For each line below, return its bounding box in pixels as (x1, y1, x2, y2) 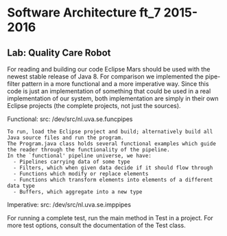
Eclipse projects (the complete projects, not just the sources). (7, 102, 181, 109)
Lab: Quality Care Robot (7, 47, 111, 58)
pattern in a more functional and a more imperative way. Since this (21, 80, 209, 87)
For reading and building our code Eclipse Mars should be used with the (7, 65, 211, 73)
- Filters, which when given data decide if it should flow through (13, 164, 213, 171)
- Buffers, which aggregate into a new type (13, 189, 143, 195)
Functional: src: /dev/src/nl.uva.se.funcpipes (7, 115, 133, 123)
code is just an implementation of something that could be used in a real (7, 87, 211, 95)
